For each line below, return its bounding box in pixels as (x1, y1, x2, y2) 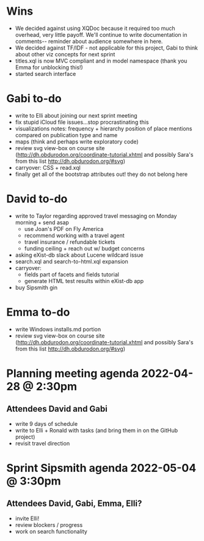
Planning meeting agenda (6, 366, 139, 380)
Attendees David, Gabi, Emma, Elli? (6, 498, 142, 509)
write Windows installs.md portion (15, 325, 101, 333)
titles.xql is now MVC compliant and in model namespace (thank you (15, 57, 188, 64)
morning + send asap (15, 219, 69, 226)
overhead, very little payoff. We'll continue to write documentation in (15, 31, 188, 38)
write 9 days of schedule (15, 420, 78, 427)
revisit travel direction (15, 439, 70, 447)
